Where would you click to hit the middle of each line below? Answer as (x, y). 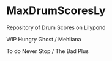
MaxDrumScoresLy (56, 11)
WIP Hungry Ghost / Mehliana (44, 39)
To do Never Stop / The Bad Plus (47, 51)
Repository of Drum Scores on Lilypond (56, 27)
